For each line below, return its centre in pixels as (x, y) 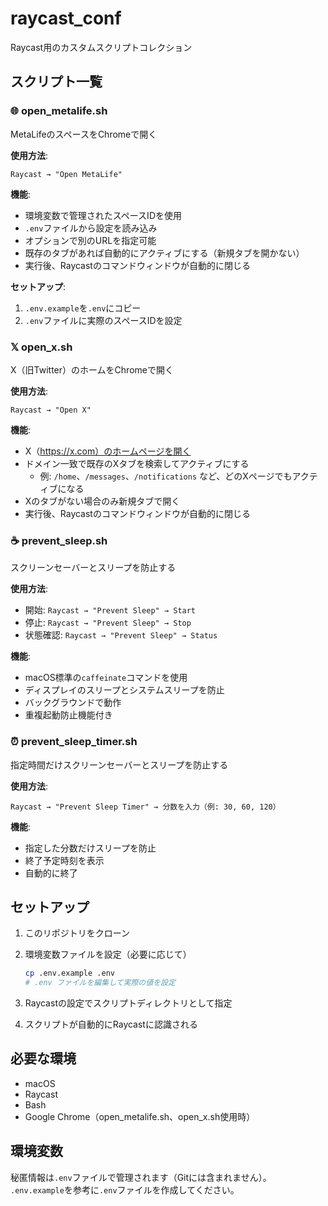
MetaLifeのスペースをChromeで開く (84, 134)
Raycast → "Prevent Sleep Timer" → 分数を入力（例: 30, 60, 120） (145, 807)
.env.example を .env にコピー (83, 308)
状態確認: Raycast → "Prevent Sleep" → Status (121, 635)
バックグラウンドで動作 (73, 703)
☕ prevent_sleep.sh (59, 540)
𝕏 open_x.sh (41, 347)
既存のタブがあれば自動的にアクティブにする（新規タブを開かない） (164, 253)
